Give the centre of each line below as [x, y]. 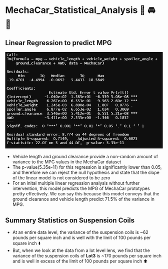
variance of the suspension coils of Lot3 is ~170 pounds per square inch [87, 256]
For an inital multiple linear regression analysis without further [76, 183]
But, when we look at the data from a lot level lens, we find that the [81, 250]
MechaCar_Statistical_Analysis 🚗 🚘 [80, 10]
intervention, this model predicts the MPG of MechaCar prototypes [81, 188]
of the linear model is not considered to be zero [61, 178]
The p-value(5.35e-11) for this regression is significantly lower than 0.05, [87, 167]
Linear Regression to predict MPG [59, 43]
